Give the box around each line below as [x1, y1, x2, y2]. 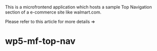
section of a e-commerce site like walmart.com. [5, 9, 102, 15]
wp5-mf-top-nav [5, 36, 76, 47]
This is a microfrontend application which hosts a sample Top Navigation [5, 4, 152, 10]
